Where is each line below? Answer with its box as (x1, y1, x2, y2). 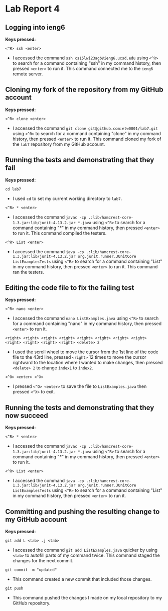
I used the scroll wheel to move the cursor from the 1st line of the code (12, 349, 159, 355)
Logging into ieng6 (5, 23, 65, 32)
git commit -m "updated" (5, 567, 57, 573)
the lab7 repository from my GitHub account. (12, 141, 105, 147)
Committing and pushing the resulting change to (5, 507, 160, 516)
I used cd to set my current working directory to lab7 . (12, 195, 122, 201)
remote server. (12, 71, 43, 77)
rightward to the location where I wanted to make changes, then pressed (12, 360, 163, 366)
